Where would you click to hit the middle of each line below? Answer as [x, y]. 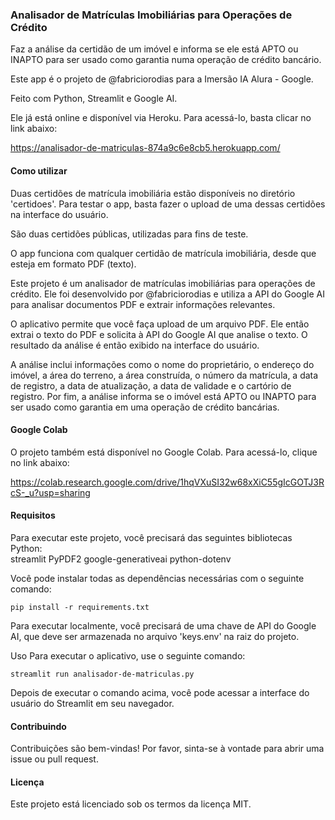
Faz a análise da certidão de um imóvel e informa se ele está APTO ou [154, 49]
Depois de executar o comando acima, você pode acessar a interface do [160, 692]
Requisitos [33, 515]
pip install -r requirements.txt [80, 607]
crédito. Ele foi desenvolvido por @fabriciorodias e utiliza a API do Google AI [167, 294]
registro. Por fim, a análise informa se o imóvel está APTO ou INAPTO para [163, 396]
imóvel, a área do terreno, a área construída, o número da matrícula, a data [164, 375]
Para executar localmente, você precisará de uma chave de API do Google [163, 625]
